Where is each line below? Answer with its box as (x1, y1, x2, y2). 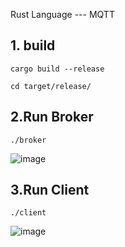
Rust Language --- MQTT (10, 9, 115, 20)
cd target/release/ (10, 81, 92, 91)
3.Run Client (10, 182, 90, 199)
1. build (10, 37, 56, 54)
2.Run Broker (10, 109, 94, 126)
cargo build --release (10, 64, 105, 74)
